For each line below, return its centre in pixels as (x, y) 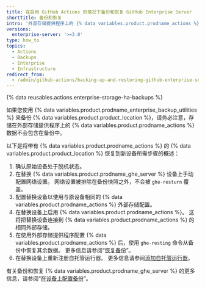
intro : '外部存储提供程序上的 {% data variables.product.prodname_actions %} (103, 23)
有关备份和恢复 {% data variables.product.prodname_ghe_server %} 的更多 (101, 271)
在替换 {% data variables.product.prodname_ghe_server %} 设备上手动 (104, 174)
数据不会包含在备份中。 (36, 133)
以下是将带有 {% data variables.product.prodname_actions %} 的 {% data (99, 146)
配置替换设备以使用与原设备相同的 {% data (69, 197)
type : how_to (23, 40)
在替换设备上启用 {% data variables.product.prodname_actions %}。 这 (105, 212)
